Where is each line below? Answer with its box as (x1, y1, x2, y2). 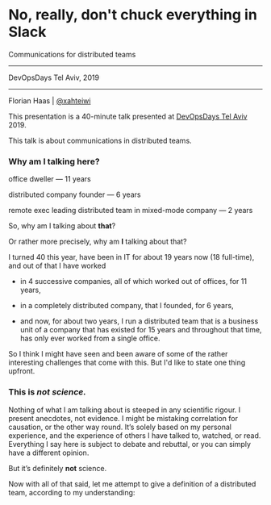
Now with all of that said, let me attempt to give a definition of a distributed (8, 478, 256, 489)
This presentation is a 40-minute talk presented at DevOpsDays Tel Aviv (8, 111, 248, 121)
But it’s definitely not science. (8, 463, 107, 473)
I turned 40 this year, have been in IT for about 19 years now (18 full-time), (8, 252, 255, 262)
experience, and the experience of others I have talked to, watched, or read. (8, 430, 261, 440)
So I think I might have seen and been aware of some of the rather (8, 349, 228, 359)
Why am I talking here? (8, 156, 100, 167)
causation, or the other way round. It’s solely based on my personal (8, 422, 232, 432)
